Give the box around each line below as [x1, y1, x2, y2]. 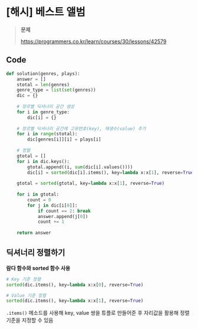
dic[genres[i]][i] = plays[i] [27, 136, 101, 142]
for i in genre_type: [16, 109, 70, 115]
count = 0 [27, 197, 51, 203]
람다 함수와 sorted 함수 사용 [6, 264, 71, 272]
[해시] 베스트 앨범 [6, 5, 85, 19]
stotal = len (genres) [16, 82, 70, 87]
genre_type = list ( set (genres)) [16, 87, 96, 93]
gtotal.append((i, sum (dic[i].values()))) [27, 164, 133, 170]
